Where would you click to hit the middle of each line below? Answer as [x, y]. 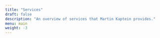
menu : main [16, 23]
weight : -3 [16, 28]
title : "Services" [24, 10]
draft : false [19, 14]
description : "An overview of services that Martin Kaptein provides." [80, 19]
